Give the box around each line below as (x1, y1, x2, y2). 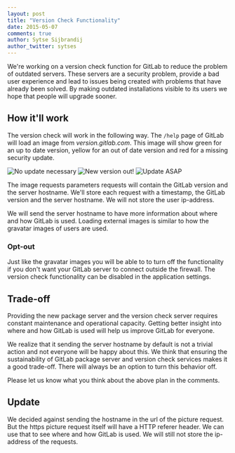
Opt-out (7, 242, 35, 251)
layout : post (7, 10, 46, 18)
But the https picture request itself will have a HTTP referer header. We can (7, 422, 224, 431)
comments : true (7, 29, 52, 37)
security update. (7, 153, 55, 162)
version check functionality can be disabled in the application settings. (7, 273, 212, 281)
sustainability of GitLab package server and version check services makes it (7, 355, 228, 363)
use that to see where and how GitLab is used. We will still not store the (7, 430, 214, 438)
